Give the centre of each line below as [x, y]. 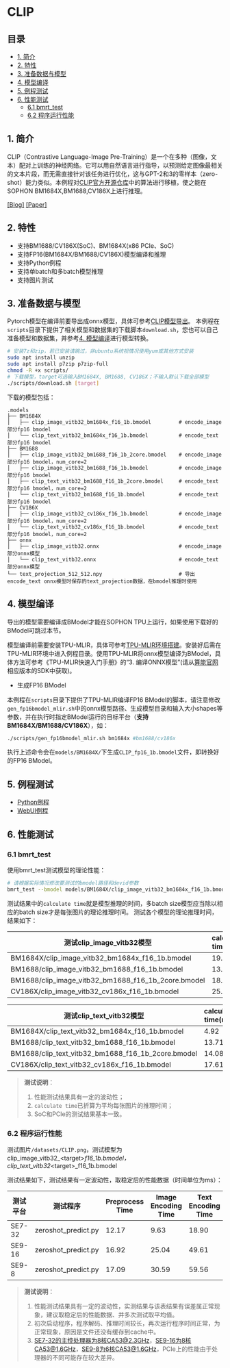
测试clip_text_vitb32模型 [104, 1015]
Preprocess [125, 1201]
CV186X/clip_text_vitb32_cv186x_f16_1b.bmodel [91, 1064]
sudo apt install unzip [41, 358]
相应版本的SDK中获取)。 [41, 670]
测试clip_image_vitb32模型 [108, 942]
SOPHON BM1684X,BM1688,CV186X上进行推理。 [77, 191]
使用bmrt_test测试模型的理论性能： [56, 870]
